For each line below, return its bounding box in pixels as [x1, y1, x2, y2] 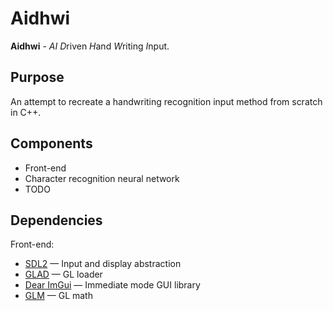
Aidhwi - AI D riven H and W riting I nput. [10, 40, 170, 52]
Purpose [10, 69, 65, 86]
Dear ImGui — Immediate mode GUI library [24, 279, 201, 291]
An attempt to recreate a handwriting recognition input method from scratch [10, 95, 323, 107]
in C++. [10, 106, 42, 118]
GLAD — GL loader [24, 268, 103, 281]
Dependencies [10, 212, 103, 229]
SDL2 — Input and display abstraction [24, 258, 182, 270]
